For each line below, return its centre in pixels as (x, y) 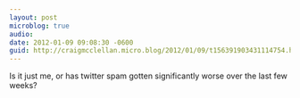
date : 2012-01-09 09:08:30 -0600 (71, 42)
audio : (21, 34)
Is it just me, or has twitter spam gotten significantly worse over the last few (149, 76)
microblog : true (39, 26)
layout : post (33, 17)
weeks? (23, 86)
